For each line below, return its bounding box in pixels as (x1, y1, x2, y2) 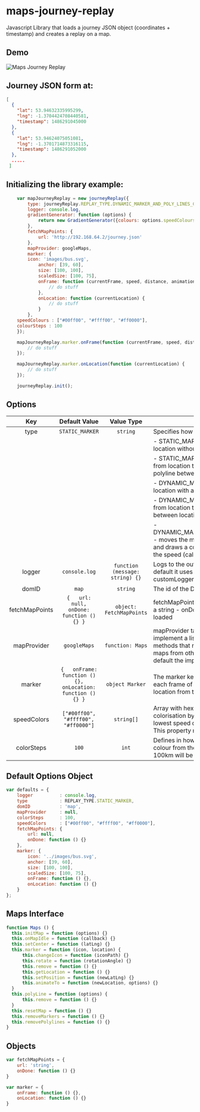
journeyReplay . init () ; (17, 383, 73, 389)
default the (153, 656, 184, 665)
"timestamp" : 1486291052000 (17, 146, 86, 153)
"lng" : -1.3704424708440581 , (17, 113, 89, 119)
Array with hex (153, 704, 194, 712)
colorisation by (153, 711, 195, 719)
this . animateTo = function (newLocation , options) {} (21, 980, 159, 986)
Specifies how (153, 427, 193, 435)
